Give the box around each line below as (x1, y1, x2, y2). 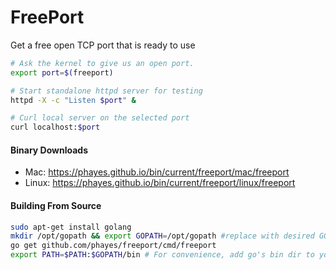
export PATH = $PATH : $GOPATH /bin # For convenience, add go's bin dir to (10, 250, 315, 260)
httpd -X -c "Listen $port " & (10, 95, 137, 105)
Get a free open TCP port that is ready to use (10, 39, 196, 51)
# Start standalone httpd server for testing (10, 86, 203, 96)
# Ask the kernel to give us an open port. (10, 58, 195, 68)
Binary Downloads (10, 144, 88, 156)
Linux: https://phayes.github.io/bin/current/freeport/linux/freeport (24, 177, 296, 189)
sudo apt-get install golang (10, 222, 132, 232)
